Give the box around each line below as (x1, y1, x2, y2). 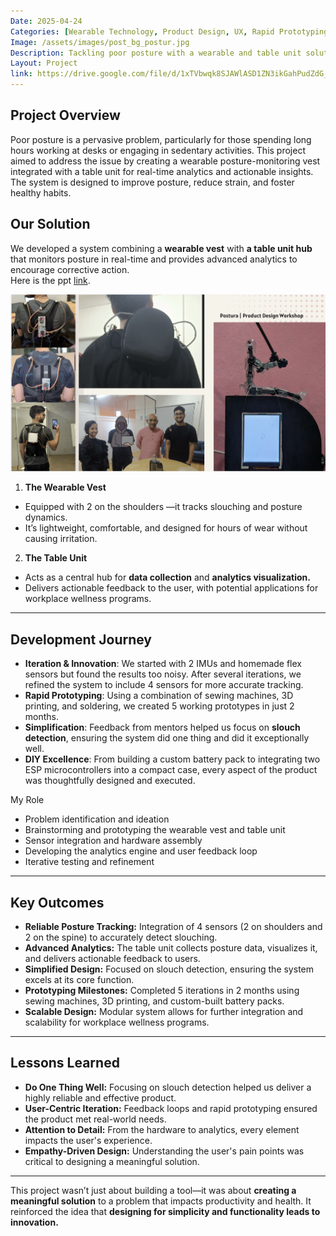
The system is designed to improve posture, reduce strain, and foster (10, 176, 295, 188)
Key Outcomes (10, 894, 105, 911)
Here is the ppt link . (10, 274, 91, 286)
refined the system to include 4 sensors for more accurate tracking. (24, 679, 304, 691)
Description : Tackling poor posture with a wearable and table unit (10, 48, 302, 58)
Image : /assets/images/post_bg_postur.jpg (10, 37, 190, 47)
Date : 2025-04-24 (10, 16, 83, 26)
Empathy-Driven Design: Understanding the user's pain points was (24, 1145, 305, 1157)
